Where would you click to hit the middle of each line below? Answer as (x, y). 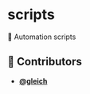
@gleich (33, 80)
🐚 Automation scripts (42, 37)
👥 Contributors (45, 62)
